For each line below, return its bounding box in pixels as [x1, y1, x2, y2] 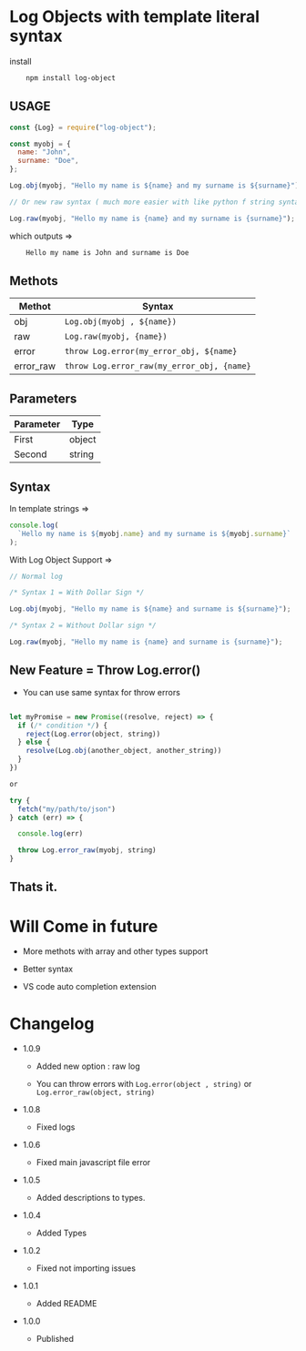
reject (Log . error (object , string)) [25, 729, 161, 738]
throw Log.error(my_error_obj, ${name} [64, 346, 238, 357]
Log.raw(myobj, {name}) [64, 331, 168, 342]
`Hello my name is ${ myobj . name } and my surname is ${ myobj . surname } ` [17, 529, 291, 538]
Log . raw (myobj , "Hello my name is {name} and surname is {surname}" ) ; [9, 637, 283, 647]
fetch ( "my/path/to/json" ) [17, 804, 117, 814]
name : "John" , [17, 147, 71, 157]
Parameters [9, 391, 77, 406]
